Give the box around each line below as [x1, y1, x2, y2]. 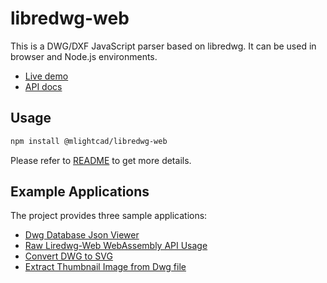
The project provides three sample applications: [10, 210, 208, 222]
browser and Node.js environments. [10, 50, 158, 62]
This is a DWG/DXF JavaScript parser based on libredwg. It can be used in [10, 40, 317, 52]
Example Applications [10, 183, 150, 201]
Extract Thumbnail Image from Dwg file [24, 261, 187, 273]
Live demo [24, 70, 69, 82]
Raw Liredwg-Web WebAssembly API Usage [24, 240, 208, 252]
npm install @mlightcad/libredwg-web [10, 136, 168, 146]
